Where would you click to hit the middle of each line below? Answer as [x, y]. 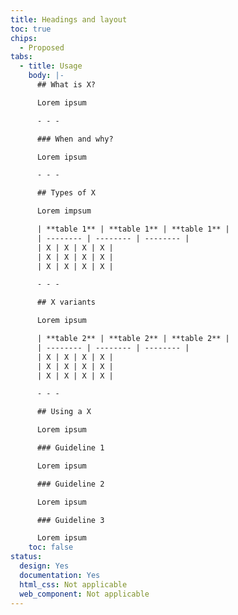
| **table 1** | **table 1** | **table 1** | [133, 229]
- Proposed [42, 47]
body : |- [46, 76]
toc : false [51, 547]
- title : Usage [51, 66]
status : [26, 557]
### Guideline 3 [70, 520]
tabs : [21, 57]
